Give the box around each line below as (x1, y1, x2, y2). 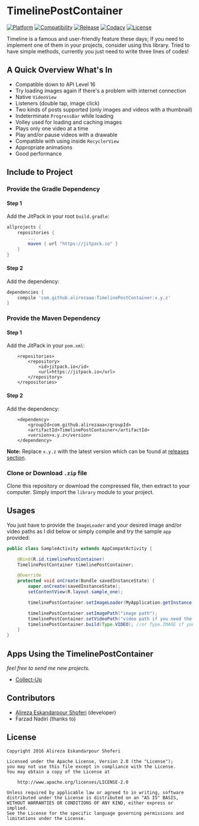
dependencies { (6, 289, 44, 295)
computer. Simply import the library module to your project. (6, 488, 154, 495)
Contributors (6, 693, 56, 703)
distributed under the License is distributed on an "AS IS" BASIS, (6, 795, 179, 801)
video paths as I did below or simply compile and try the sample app (6, 527, 172, 534)
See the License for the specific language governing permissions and (6, 810, 184, 816)
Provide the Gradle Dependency (6, 185, 100, 193)
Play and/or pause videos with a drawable (15, 131, 118, 138)
